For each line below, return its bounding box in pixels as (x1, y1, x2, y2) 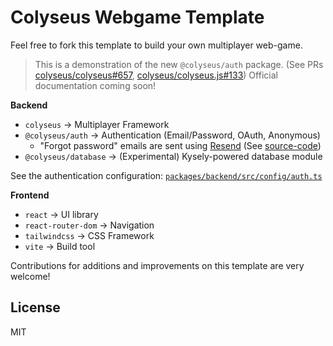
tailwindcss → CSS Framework (24, 229, 155, 241)
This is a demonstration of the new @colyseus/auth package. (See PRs (34, 58, 324, 70)
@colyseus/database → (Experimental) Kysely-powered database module (24, 150, 323, 162)
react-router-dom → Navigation (24, 219, 155, 231)
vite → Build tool (24, 240, 96, 252)
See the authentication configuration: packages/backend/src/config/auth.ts (10, 169, 323, 181)
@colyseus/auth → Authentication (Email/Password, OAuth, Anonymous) (24, 129, 321, 141)
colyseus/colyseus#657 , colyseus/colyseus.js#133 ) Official (34, 69, 278, 81)
